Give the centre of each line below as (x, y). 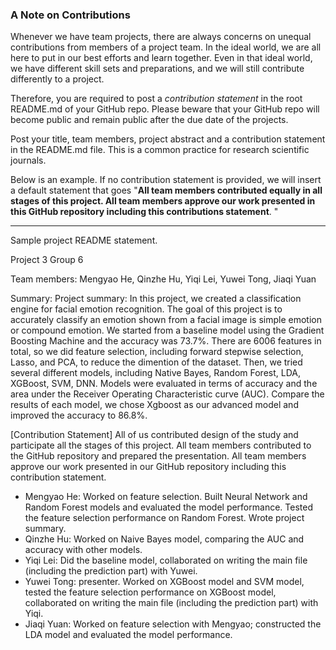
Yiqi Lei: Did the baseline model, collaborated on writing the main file (166, 560)
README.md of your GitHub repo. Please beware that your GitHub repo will (165, 109)
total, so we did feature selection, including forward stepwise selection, (157, 352)
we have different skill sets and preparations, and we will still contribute (157, 69)
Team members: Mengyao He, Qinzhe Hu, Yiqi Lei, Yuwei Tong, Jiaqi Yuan (163, 279)
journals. (28, 160)
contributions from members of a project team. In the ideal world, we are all (166, 47)
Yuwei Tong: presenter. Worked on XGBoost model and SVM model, (164, 582)
